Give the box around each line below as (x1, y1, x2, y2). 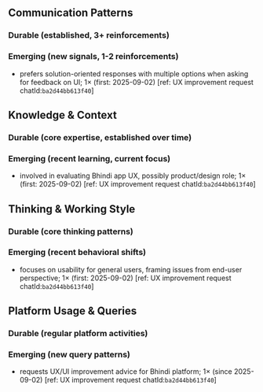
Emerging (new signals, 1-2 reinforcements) (8, 51, 179, 62)
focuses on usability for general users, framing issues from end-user (19, 264, 243, 274)
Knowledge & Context (8, 109, 118, 121)
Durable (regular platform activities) (8, 328, 148, 339)
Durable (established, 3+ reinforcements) (8, 30, 170, 41)
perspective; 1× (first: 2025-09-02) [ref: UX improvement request (19, 273, 232, 283)
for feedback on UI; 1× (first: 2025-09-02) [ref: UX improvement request (19, 77, 254, 87)
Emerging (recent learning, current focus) (8, 153, 171, 164)
